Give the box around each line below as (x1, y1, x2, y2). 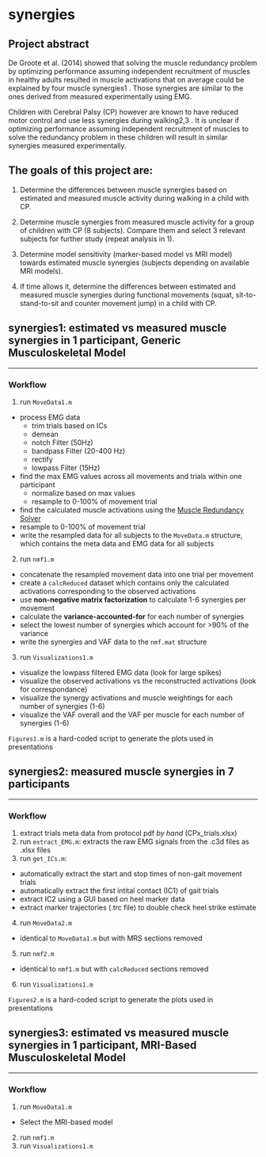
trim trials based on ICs (31, 420, 108, 430)
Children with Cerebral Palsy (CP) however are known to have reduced (8, 107, 239, 117)
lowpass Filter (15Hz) (31, 462, 101, 473)
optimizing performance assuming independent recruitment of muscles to (8, 125, 249, 133)
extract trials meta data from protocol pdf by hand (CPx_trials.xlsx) (19, 829, 237, 838)
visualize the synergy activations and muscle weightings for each (19, 692, 234, 703)
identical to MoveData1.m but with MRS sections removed (19, 933, 203, 943)
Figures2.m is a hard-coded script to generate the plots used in (8, 995, 214, 1005)
